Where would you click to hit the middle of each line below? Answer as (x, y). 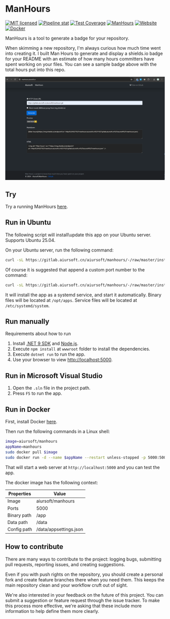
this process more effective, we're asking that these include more (73, 606)
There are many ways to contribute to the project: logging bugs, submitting (83, 559)
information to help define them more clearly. (52, 611)
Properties (20, 494)
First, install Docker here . (31, 422)
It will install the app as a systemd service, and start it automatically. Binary (83, 295)
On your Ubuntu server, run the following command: (59, 250)
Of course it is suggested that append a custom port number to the (75, 269)
